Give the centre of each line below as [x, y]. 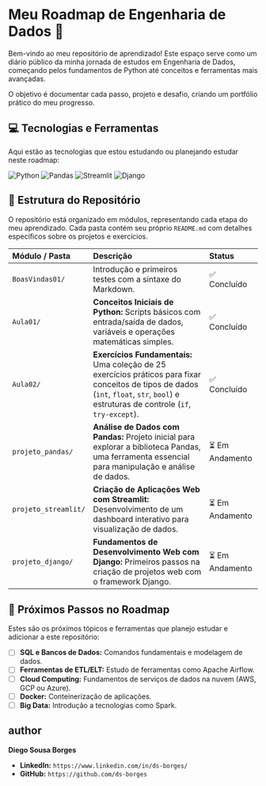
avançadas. [27, 79]
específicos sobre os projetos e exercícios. [78, 236]
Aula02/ [27, 384]
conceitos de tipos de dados [146, 384]
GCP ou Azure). [45, 688]
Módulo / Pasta [42, 255]
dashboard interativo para [141, 519]
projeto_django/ [43, 562]
